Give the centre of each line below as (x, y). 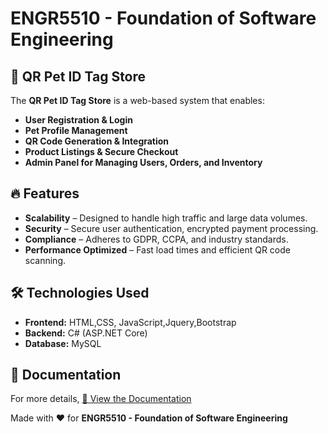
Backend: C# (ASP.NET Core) (86, 333)
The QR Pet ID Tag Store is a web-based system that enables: (137, 100)
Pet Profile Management (76, 130)
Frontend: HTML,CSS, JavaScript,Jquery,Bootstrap (130, 322)
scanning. (45, 260)
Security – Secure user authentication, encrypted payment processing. (171, 228)
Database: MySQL (63, 343)
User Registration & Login (78, 120)
